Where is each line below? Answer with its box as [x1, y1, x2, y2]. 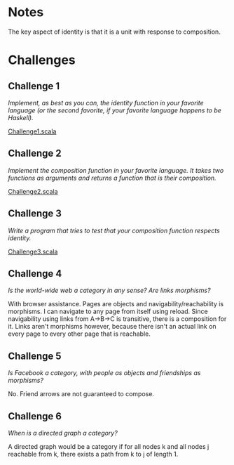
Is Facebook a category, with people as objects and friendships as [8, 369, 201, 377]
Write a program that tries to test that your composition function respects [8, 226, 220, 235]
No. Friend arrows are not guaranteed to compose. [8, 390, 155, 398]
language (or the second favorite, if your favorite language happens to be [8, 106, 221, 114]
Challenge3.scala [8, 247, 58, 256]
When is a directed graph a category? [8, 429, 118, 437]
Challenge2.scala [8, 187, 58, 195]
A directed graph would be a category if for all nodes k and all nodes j [8, 443, 209, 450]
